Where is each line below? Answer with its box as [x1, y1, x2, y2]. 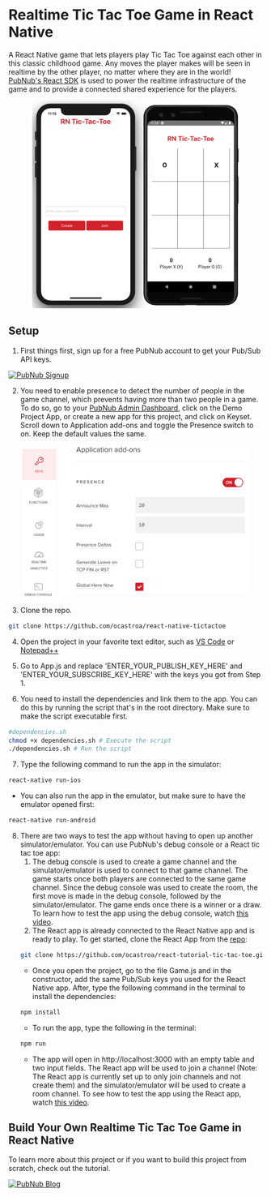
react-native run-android [8, 817, 95, 825]
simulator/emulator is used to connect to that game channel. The [32, 865, 248, 875]
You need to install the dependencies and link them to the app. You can [19, 693, 258, 703]
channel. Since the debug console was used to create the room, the [32, 882, 259, 892]
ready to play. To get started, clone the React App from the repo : [32, 934, 248, 944]
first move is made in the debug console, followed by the [32, 891, 222, 901]
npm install [19, 1008, 61, 1016]
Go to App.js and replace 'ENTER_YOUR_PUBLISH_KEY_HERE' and [19, 661, 243, 671]
